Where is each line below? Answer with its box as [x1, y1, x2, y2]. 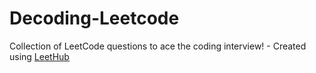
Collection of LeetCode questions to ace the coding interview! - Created [9, 40, 307, 52]
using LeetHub [9, 50, 70, 62]
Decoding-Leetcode [9, 7, 180, 30]
